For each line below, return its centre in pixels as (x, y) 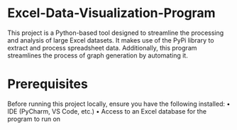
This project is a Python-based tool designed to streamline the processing (116, 33)
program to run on (34, 119)
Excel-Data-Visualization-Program (111, 13)
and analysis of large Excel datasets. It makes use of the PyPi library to (111, 40)
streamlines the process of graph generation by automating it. (98, 55)
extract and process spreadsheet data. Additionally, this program (102, 48)
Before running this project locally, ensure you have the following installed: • (119, 104)
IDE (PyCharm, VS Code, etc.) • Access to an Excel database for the (107, 111)
